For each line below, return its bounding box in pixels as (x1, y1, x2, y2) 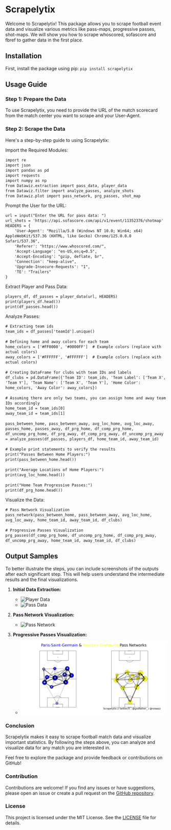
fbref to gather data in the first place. (5, 37, 83, 43)
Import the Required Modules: (5, 147, 68, 153)
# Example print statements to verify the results (5, 447, 116, 452)
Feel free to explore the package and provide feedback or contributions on (5, 755, 163, 761)
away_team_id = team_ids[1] (5, 411, 66, 416)
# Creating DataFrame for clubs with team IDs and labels (5, 370, 132, 375)
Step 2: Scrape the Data (5, 126, 66, 133)
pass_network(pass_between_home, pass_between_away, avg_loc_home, (5, 512, 153, 517)
